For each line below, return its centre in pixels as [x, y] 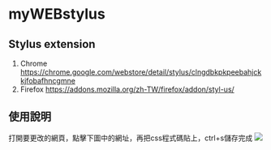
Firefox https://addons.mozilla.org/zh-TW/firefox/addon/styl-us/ [127, 89]
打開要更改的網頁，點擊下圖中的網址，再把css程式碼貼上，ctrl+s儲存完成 [131, 138]
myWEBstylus [57, 14]
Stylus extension [52, 44]
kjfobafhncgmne [47, 81]
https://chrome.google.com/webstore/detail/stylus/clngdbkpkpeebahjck [141, 72]
